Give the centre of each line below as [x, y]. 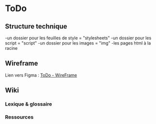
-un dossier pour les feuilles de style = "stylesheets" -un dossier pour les [78, 38]
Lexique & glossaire [29, 104]
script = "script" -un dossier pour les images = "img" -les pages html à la [78, 43]
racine [11, 48]
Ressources [19, 117]
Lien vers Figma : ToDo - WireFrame [41, 75]
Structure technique [36, 26]
